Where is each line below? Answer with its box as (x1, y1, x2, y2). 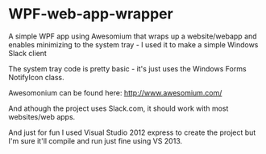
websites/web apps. (8, 111, 76, 121)
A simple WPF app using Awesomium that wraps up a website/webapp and (8, 31, 257, 41)
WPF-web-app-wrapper (8, 5, 173, 23)
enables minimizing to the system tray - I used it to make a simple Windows (8, 39, 259, 49)
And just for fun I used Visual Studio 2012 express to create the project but (8, 128, 256, 137)
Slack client (8, 48, 47, 58)
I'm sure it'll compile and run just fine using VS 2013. (8, 136, 183, 145)
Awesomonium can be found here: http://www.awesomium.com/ (8, 87, 222, 97)
